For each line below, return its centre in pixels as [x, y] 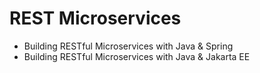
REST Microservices [95, 18]
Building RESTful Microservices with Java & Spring [128, 46]
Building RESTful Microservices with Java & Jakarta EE [137, 56]
